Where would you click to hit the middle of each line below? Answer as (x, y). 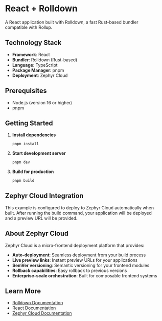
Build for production (33, 172)
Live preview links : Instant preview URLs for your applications (75, 260)
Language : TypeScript (35, 65)
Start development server (39, 153)
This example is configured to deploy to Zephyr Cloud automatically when (80, 208)
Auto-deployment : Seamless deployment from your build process (79, 255)
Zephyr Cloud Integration (44, 196)
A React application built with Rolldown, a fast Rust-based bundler (72, 22)
